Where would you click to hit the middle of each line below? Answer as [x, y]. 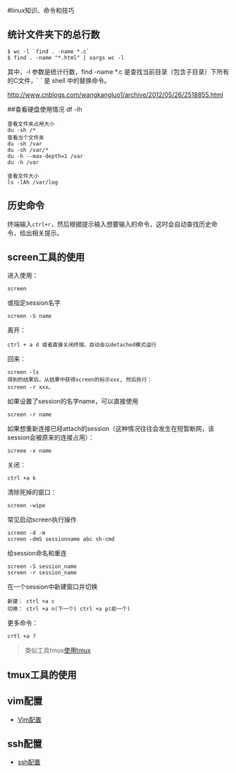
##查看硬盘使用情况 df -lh [45, 109]
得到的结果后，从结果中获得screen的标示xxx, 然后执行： [80, 380]
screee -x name [30, 451]
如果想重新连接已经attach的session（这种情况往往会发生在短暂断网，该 [111, 429]
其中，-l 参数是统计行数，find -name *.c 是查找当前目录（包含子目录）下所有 [118, 71]
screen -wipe [26, 506]
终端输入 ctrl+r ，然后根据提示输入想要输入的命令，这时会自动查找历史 [109, 224]
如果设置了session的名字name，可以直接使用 [73, 401]
